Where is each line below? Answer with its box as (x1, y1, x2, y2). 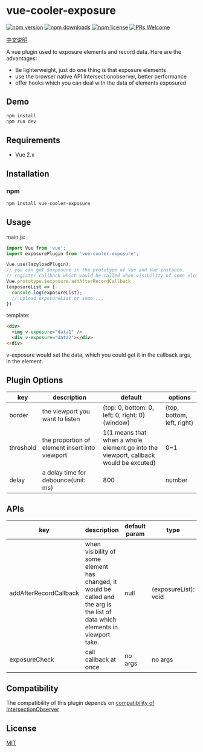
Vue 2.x (14, 151, 35, 158)
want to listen (42, 415, 80, 423)
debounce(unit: (42, 476, 86, 484)
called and (85, 592, 115, 601)
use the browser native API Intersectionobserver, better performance (14, 73, 187, 80)
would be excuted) (102, 458, 156, 467)
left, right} (165, 418, 193, 427)
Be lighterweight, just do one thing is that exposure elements (14, 66, 166, 73)
